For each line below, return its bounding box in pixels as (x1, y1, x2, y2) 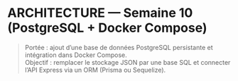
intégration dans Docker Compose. (24, 51, 128, 59)
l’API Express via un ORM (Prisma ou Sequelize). (24, 66, 166, 74)
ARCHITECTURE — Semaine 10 (7, 5, 193, 21)
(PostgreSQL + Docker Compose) (7, 20, 207, 36)
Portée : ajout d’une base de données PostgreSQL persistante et (24, 43, 213, 51)
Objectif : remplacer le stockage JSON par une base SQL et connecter (24, 58, 231, 66)
